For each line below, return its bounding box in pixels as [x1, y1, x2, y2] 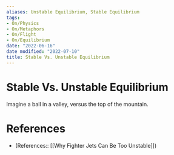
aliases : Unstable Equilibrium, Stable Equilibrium [6, 9, 139, 15]
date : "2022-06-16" [6, 43, 56, 49]
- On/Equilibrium [6, 37, 50, 43]
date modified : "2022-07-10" [6, 49, 80, 55]
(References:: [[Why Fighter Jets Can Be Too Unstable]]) [15, 142, 157, 149]
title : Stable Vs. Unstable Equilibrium [6, 54, 110, 60]
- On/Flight [6, 32, 36, 38]
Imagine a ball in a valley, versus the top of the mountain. [6, 100, 149, 108]
